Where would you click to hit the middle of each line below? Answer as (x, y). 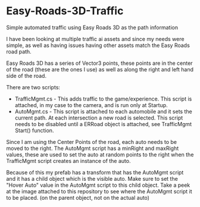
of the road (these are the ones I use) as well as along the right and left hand (100, 69)
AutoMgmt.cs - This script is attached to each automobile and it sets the (103, 111)
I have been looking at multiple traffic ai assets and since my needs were (95, 39)
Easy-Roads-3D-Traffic (65, 11)
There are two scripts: (33, 87)
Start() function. (34, 130)
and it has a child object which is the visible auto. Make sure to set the (92, 178)
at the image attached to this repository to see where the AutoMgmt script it (99, 191)
